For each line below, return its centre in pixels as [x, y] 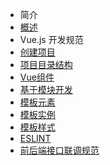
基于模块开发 [46, 89]
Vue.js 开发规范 [51, 39]
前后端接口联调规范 [59, 150]
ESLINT [35, 138]
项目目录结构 [46, 64]
